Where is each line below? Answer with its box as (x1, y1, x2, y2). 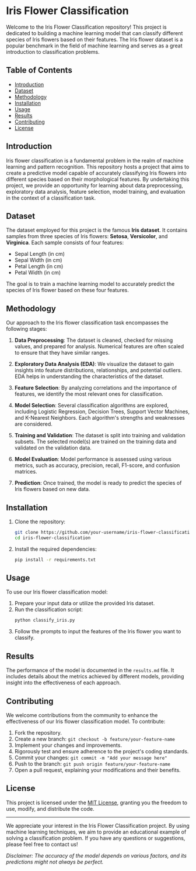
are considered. (14, 420, 52, 428)
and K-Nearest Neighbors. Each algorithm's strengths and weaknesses (14, 414, 185, 421)
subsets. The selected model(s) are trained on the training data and (14, 438, 177, 445)
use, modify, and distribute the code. (6, 805, 94, 812)
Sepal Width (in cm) (14, 256, 62, 264)
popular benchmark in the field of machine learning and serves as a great (6, 42, 183, 49)
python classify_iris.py (14, 618, 75, 623)
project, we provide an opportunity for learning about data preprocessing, (6, 181, 184, 188)
